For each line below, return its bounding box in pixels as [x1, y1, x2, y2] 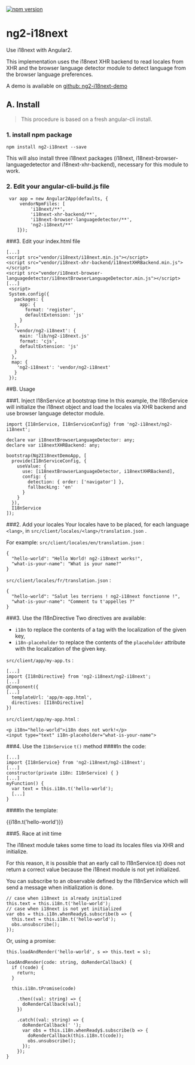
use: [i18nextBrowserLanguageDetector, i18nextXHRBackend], [22, 469, 175, 475]
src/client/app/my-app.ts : [6, 657, 74, 664]
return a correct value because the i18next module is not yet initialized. [6, 866, 181, 873]
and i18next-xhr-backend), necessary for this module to [51, 161, 188, 168]
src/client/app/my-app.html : [6, 715, 80, 723]
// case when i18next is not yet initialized [6, 906, 121, 912]
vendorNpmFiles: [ [19, 201, 66, 207]
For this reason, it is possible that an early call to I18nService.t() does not [6, 860, 185, 867]
